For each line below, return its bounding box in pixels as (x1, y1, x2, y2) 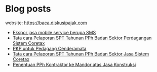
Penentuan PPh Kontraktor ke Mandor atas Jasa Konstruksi (12, 61, 136, 67)
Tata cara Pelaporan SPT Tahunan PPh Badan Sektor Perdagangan (12, 35, 152, 41)
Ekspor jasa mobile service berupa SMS (12, 29, 96, 35)
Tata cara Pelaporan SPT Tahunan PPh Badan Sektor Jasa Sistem (12, 51, 149, 57)
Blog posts (5, 3, 51, 15)
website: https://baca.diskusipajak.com (5, 20, 87, 26)
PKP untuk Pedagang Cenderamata (12, 45, 87, 51)
